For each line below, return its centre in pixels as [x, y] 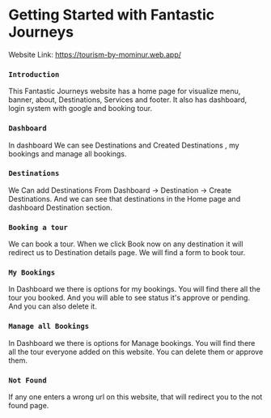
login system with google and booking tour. [80, 109]
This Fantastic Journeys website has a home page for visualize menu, [125, 92]
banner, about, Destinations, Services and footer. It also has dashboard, [128, 100]
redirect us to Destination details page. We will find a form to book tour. [127, 253]
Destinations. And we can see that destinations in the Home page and [125, 198]
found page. [29, 406]
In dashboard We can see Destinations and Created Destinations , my [124, 145]
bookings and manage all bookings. [68, 154]
